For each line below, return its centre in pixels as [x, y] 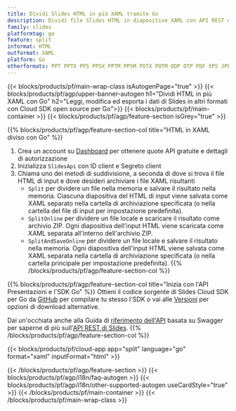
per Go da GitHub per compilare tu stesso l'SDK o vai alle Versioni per [108, 299]
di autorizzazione [42, 158]
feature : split [29, 40]
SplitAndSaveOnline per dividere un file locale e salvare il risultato [123, 241]
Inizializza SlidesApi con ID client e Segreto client [89, 165]
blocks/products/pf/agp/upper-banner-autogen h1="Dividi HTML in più [110, 94]
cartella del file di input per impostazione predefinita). [106, 210]
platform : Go [26, 60]
